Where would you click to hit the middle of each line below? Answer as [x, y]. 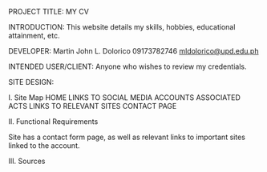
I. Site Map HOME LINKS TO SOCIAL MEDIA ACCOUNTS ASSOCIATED [124, 98]
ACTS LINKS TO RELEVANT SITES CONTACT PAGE [93, 106]
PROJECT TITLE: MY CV [49, 12]
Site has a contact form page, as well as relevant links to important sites [127, 137]
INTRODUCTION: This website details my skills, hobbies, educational [122, 27]
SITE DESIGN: [31, 82]
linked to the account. [44, 146]
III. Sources [27, 161]
